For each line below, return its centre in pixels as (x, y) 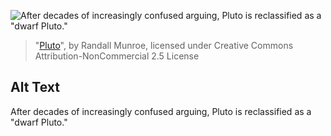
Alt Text (35, 87)
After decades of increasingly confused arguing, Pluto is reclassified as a (161, 111)
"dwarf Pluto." (39, 122)
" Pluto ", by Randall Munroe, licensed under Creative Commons (164, 45)
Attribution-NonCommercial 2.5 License (117, 56)
